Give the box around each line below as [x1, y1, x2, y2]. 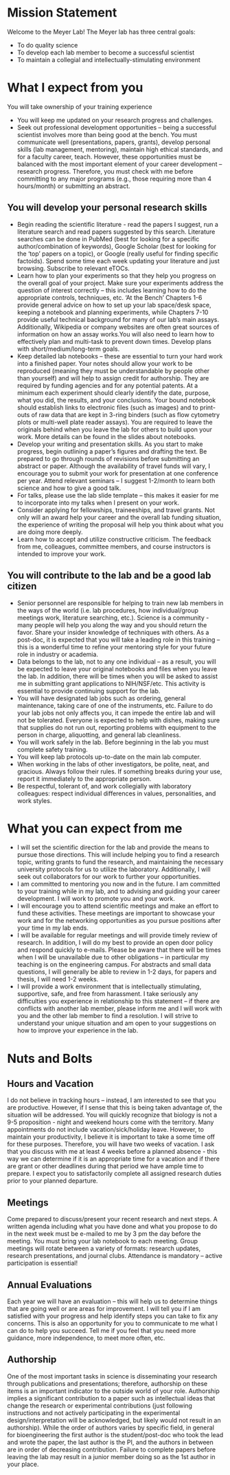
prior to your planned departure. [7, 1177, 98, 1185]
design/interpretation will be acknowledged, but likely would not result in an [7, 1416, 221, 1424]
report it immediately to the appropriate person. [16, 774, 152, 783]
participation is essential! [7, 1259, 78, 1268]
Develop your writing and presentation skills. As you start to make [16, 440, 203, 448]
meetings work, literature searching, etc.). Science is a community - [16, 613, 209, 622]
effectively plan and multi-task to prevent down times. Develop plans [16, 337, 211, 345]
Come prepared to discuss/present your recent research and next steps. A [7, 1215, 218, 1223]
